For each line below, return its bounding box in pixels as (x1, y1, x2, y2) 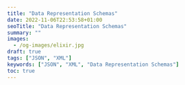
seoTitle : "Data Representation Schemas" (7, 23, 127, 29)
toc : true (7, 67, 36, 74)
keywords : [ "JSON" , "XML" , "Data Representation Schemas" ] (7, 61, 180, 68)
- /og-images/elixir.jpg (13, 42, 84, 49)
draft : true (7, 49, 41, 56)
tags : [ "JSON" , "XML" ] (7, 55, 72, 62)
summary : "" (7, 29, 41, 36)
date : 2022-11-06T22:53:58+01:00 (7, 16, 103, 23)
